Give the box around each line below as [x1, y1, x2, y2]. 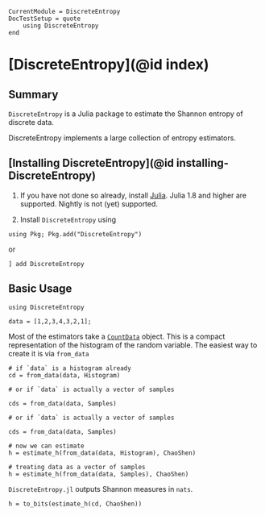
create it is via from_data [8, 348, 89, 358]
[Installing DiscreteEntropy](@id [8, 156, 175, 170]
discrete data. [8, 118, 55, 127]
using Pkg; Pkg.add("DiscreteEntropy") [8, 230, 143, 238]
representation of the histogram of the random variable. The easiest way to [8, 339, 258, 350]
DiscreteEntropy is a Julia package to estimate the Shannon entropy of [8, 109, 243, 119]
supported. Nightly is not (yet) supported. [19, 198, 159, 209]
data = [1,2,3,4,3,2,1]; [8, 317, 92, 326]
